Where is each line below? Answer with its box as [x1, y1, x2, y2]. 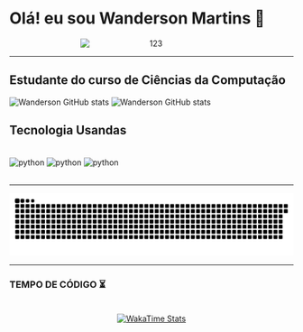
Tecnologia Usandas [9, 123, 127, 138]
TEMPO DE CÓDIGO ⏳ [9, 278, 106, 290]
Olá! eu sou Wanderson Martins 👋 [9, 8, 266, 29]
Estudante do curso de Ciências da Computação [9, 72, 286, 88]
